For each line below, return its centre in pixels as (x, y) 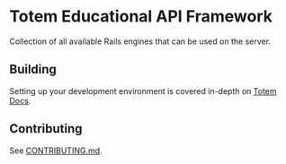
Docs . (20, 100)
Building (33, 69)
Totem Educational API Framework (141, 17)
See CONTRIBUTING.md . (56, 151)
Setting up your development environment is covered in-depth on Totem (143, 91)
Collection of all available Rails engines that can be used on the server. (140, 41)
